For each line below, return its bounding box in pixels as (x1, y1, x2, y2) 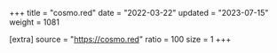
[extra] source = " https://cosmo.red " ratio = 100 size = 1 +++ (9, 34, 232, 44)
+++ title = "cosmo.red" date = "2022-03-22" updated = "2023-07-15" (9, 8, 269, 18)
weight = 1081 (9, 17, 60, 27)
